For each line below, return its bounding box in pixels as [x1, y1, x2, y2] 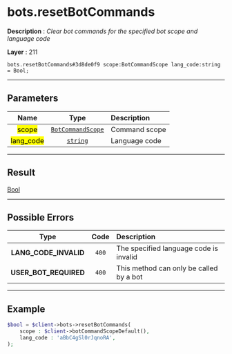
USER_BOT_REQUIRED [10, 268, 85, 277]
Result [7, 167, 36, 178]
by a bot [116, 272, 143, 282]
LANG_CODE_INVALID [10, 248, 85, 258]
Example [7, 303, 46, 315]
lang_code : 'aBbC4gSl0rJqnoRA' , [19, 334, 116, 341]
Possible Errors [7, 212, 75, 223]
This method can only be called [116, 263, 218, 273]
